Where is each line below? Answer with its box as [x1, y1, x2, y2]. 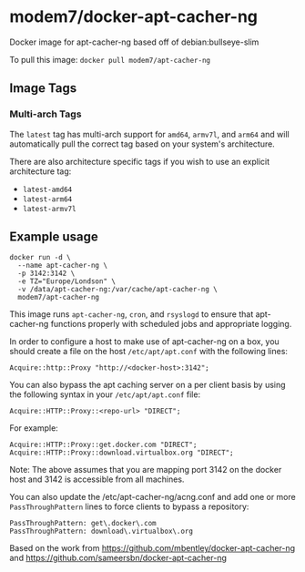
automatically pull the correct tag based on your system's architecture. [9, 138, 275, 149]
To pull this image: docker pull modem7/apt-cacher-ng [9, 54, 211, 65]
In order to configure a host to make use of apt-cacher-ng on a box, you [9, 336, 280, 347]
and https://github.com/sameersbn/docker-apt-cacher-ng [9, 553, 228, 564]
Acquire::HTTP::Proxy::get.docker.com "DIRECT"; [9, 440, 198, 450]
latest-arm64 [22, 194, 73, 204]
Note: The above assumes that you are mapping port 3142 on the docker [9, 465, 282, 475]
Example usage [9, 230, 98, 245]
